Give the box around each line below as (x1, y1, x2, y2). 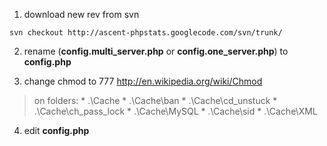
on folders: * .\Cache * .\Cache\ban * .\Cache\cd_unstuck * (33, 95, 278, 106)
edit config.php (23, 125, 90, 136)
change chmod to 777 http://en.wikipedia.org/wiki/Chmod (23, 75, 263, 87)
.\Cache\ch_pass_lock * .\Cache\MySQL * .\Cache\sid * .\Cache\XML (33, 105, 318, 117)
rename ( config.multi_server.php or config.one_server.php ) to (23, 45, 289, 57)
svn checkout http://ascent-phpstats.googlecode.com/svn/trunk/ (9, 28, 283, 38)
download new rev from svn (23, 9, 140, 20)
